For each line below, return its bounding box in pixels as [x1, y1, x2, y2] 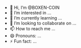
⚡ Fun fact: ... [9, 38, 37, 44]
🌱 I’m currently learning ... [9, 15, 62, 21]
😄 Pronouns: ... [9, 33, 42, 39]
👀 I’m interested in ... [9, 10, 52, 16]
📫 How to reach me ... [9, 26, 55, 31]
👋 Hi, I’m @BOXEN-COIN [9, 5, 60, 10]
